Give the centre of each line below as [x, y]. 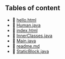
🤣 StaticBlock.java [31, 51]
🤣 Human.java [26, 25]
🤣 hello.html [24, 20]
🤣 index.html [25, 30]
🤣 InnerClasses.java [32, 35]
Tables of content [33, 8]
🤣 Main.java [24, 41]
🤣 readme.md [26, 46]
